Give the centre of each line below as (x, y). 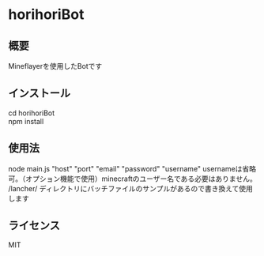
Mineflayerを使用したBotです (55, 66)
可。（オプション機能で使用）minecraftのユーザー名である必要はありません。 (132, 179)
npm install (26, 121)
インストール (40, 94)
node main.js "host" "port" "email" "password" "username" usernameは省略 (132, 168)
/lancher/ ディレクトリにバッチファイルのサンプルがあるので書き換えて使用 (130, 188)
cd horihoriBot (32, 113)
